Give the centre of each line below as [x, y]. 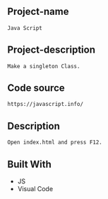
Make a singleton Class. [44, 66]
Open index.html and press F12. [55, 142]
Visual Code [35, 189]
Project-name [38, 12]
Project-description [52, 50]
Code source [36, 88]
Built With [29, 164]
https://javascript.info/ [45, 104]
